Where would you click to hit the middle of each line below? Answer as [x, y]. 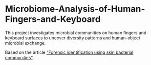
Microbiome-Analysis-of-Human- [75, 9]
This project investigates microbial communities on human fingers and [76, 32]
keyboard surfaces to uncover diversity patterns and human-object [73, 38]
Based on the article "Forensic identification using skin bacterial [69, 52]
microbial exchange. [25, 43]
